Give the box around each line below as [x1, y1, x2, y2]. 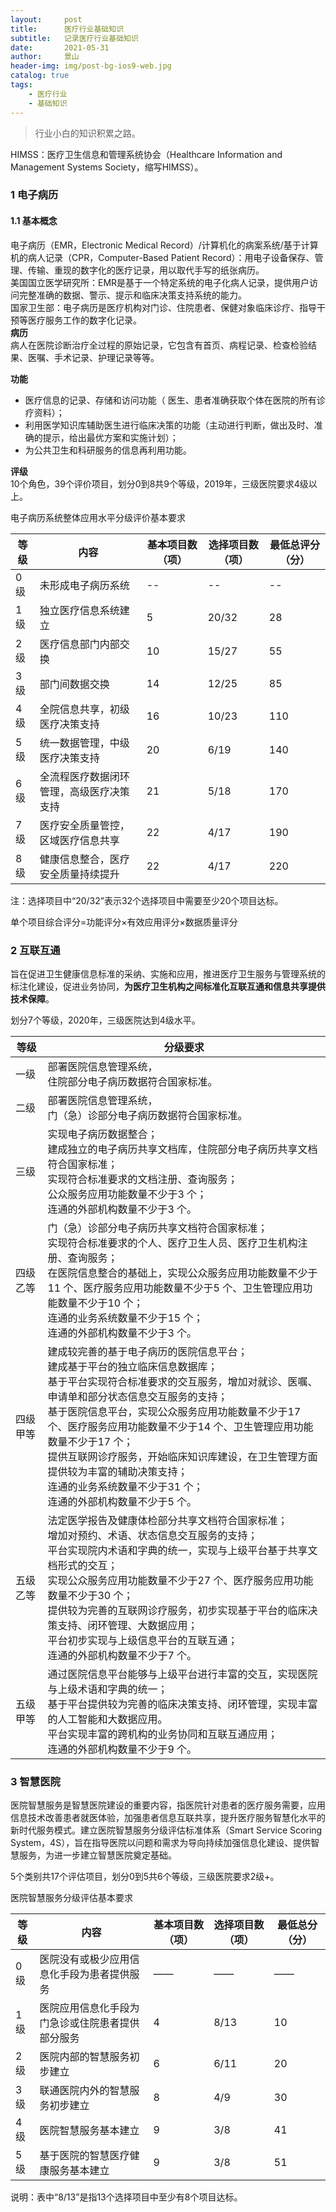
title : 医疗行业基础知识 [10, 24, 125, 34]
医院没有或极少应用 [39, 1952, 130, 1966]
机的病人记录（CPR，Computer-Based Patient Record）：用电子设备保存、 [10, 251, 315, 263]
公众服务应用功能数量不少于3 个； [47, 1187, 208, 1201]
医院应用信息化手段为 [39, 2001, 140, 2015]
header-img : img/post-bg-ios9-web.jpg [10, 61, 172, 71]
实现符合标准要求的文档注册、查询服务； [47, 1172, 238, 1186]
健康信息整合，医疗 [39, 852, 130, 866]
